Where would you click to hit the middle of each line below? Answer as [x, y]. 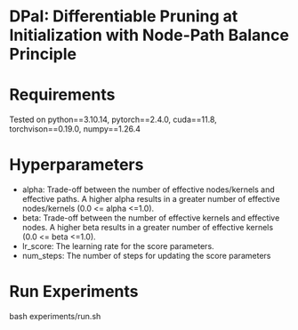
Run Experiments [74, 292]
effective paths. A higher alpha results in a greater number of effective [151, 199]
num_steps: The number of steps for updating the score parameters [146, 256]
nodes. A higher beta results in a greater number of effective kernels [148, 228]
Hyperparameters [77, 165]
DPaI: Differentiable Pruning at [124, 16]
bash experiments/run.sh [55, 316]
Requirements [62, 95]
